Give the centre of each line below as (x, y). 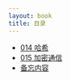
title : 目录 (27, 23)
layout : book (30, 16)
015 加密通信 (41, 57)
